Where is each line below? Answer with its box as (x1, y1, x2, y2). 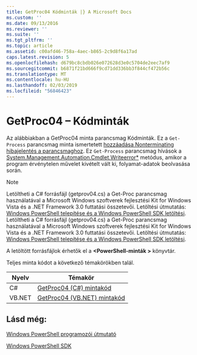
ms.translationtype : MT (6, 71, 67, 77)
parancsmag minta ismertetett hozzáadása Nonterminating (27, 140, 175, 148)
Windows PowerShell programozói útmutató (6, 330, 117, 337)
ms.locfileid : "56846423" (6, 88, 72, 94)
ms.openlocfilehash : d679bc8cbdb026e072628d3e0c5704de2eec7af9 (6, 60, 170, 66)
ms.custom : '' (6, 15, 43, 21)
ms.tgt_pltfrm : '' (6, 37, 53, 43)
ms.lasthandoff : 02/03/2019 (6, 83, 78, 89)
